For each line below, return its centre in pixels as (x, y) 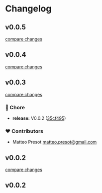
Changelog (28, 9)
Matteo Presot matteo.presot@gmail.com (54, 142)
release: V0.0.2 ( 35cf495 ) (39, 118)
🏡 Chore (15, 107)
